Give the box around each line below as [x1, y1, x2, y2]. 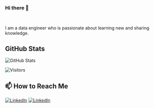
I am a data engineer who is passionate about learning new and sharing [5, 25, 150, 31]
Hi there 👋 [5, 4, 29, 11]
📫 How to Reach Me [5, 82, 68, 90]
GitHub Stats [5, 44, 45, 53]
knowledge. [5, 30, 29, 36]
